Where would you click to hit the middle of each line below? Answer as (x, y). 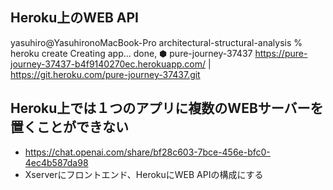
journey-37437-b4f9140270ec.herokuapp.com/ (108, 64)
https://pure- (281, 53)
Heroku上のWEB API (74, 18)
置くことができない (69, 127)
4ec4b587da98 (56, 162)
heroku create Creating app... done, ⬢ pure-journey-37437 (131, 53)
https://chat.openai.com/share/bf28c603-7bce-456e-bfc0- (147, 152)
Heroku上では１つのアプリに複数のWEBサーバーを (167, 108)
